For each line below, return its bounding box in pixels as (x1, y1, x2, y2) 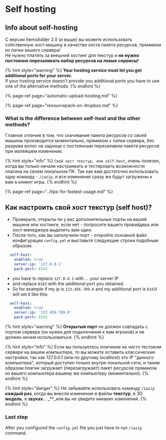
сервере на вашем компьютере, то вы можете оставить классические (5, 349, 155, 355)
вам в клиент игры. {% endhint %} (5, 179, 77, 185)
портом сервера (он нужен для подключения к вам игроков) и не (5, 329, 145, 335)
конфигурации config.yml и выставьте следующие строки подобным (12, 237, 159, 243)
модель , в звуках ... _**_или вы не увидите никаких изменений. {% (5, 396, 147, 402)
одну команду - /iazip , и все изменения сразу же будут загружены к (5, 174, 153, 180)
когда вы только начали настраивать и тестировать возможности (5, 163, 145, 169)
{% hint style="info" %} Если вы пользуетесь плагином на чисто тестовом (5, 344, 162, 350)
